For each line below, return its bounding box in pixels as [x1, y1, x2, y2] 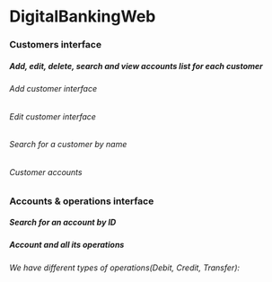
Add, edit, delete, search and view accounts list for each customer [9, 60, 263, 71]
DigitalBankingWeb [9, 6, 156, 27]
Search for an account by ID [9, 217, 117, 228]
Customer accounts [9, 166, 83, 177]
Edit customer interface [9, 110, 97, 122]
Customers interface [9, 39, 101, 51]
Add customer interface [9, 84, 97, 94]
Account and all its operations [9, 240, 125, 251]
